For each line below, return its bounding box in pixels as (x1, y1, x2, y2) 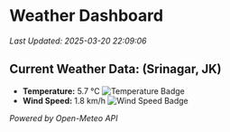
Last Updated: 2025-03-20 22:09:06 (9, 35, 147, 46)
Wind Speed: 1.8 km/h (22, 95, 106, 106)
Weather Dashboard (9, 5, 164, 26)
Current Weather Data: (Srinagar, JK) (9, 61, 223, 77)
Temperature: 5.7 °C (22, 85, 101, 96)
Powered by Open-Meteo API (9, 112, 119, 123)
